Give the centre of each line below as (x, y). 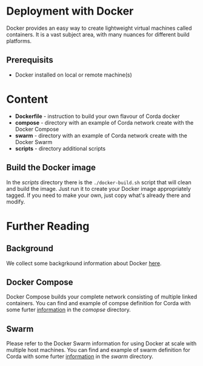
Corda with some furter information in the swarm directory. (80, 356)
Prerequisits (30, 60)
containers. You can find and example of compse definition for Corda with (98, 303)
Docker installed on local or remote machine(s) (73, 75)
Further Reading (48, 226)
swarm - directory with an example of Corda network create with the (101, 136)
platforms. (19, 41)
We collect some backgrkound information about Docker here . (84, 263)
